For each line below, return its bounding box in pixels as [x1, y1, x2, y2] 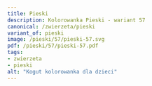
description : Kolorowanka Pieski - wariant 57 [7, 17, 146, 24]
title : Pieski [7, 10, 49, 17]
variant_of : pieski [7, 29, 64, 37]
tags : [7, 49, 23, 56]
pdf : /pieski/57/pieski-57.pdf [7, 42, 99, 49]
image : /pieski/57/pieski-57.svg [7, 36, 105, 43]
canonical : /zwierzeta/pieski [7, 23, 96, 30]
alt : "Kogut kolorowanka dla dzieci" [7, 68, 118, 75]
